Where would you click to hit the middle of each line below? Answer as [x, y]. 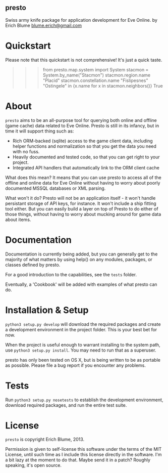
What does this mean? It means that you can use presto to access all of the [83, 177]
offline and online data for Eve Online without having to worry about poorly [83, 183]
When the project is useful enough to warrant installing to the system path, [83, 345]
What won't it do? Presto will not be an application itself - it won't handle [80, 198]
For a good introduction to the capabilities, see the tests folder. [71, 274]
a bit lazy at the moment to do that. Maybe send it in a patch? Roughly [78, 460]
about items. [18, 220]
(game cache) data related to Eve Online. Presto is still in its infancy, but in [82, 125]
